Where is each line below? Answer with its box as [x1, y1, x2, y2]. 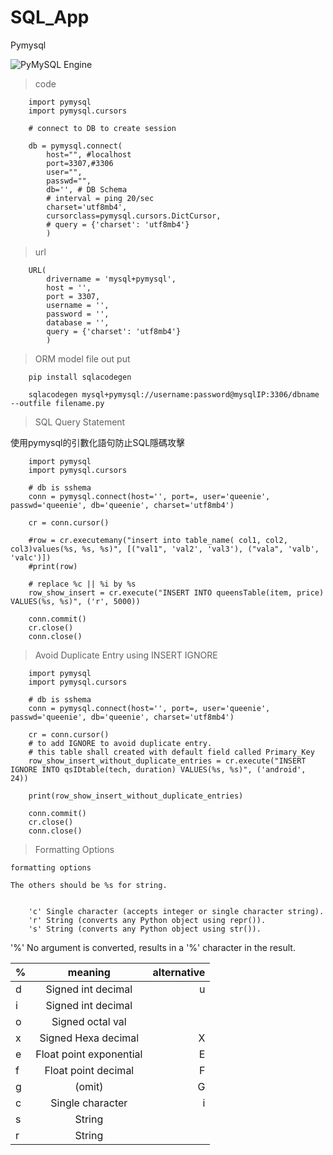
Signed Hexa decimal [39, 1031, 140, 1045]
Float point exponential [35, 1047, 143, 1061]
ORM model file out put [34, 352, 131, 365]
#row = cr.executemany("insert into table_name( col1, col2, [28, 535, 288, 545]
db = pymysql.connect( [28, 141, 123, 151]
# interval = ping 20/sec [46, 193, 155, 203]
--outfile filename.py [10, 398, 105, 408]
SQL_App [10, 6, 90, 29]
